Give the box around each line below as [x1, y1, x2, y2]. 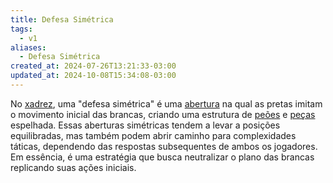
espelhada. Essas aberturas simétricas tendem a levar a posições [10, 119, 281, 131]
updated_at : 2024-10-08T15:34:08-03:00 [10, 71, 177, 81]
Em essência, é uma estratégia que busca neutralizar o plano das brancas [10, 151, 315, 163]
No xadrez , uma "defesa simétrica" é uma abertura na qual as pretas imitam [10, 97, 323, 110]
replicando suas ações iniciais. [10, 161, 137, 173]
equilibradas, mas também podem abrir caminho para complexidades [10, 129, 297, 141]
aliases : [10, 42, 47, 53]
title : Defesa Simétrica [10, 14, 114, 25]
